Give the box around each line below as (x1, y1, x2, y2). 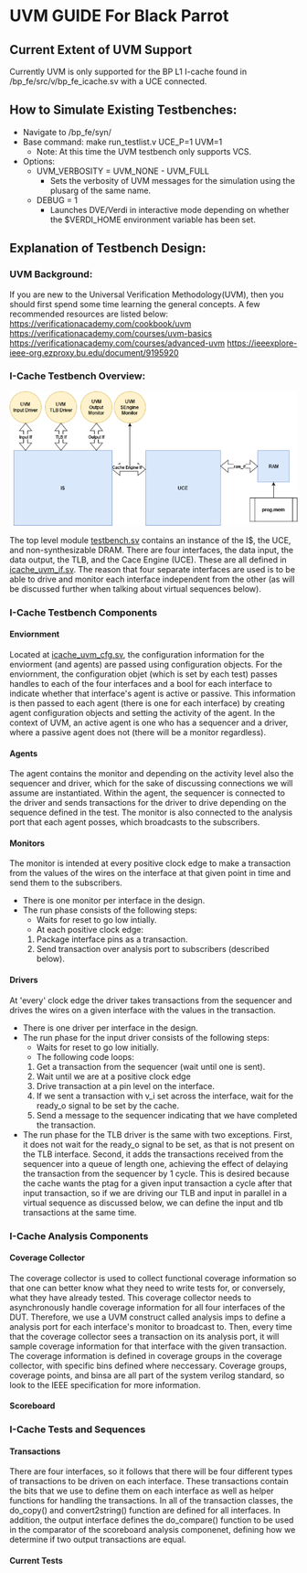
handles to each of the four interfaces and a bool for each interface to (9, 679, 272, 690)
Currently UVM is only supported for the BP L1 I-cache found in (9, 66, 248, 77)
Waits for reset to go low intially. (36, 915, 157, 926)
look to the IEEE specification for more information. (9, 1379, 201, 1390)
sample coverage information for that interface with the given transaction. (9, 1341, 288, 1352)
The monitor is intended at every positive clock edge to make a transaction (9, 858, 291, 869)
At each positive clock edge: (36, 925, 144, 936)
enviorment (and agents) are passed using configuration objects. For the (9, 659, 283, 670)
